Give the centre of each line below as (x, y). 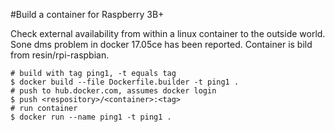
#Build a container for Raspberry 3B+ (87, 14)
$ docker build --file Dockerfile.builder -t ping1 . (125, 82)
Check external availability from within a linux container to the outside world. (168, 33)
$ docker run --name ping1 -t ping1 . (91, 117)
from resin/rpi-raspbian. (60, 55)
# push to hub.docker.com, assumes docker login (113, 91)
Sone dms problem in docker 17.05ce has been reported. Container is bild (161, 44)
